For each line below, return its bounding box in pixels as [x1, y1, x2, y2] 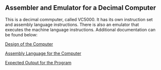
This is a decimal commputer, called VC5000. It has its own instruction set [5, 16, 153, 22]
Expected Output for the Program [5, 59, 72, 65]
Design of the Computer [5, 41, 53, 47]
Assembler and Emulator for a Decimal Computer [5, 4, 156, 12]
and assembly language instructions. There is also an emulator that [5, 22, 139, 27]
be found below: [5, 32, 38, 37]
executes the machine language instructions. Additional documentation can [5, 26, 156, 33]
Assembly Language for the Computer [5, 50, 81, 56]
